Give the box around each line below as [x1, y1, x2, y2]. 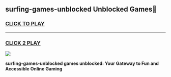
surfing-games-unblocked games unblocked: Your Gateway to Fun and [5, 60, 159, 66]
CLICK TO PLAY [5, 20, 45, 27]
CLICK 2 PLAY [5, 39, 41, 46]
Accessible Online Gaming [5, 65, 63, 71]
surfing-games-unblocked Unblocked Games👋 [5, 5, 157, 14]
